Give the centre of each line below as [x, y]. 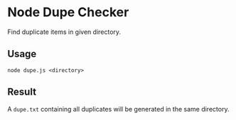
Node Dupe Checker [68, 12]
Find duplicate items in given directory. [64, 32]
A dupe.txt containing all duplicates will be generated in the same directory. [118, 109]
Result [22, 92]
